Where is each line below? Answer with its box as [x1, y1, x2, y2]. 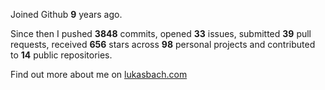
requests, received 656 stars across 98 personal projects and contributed [10, 39, 316, 50]
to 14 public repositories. [10, 49, 113, 61]
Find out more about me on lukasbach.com [10, 69, 188, 80]
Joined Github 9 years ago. [10, 9, 123, 20]
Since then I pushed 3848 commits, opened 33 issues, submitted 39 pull [10, 28, 312, 39]
